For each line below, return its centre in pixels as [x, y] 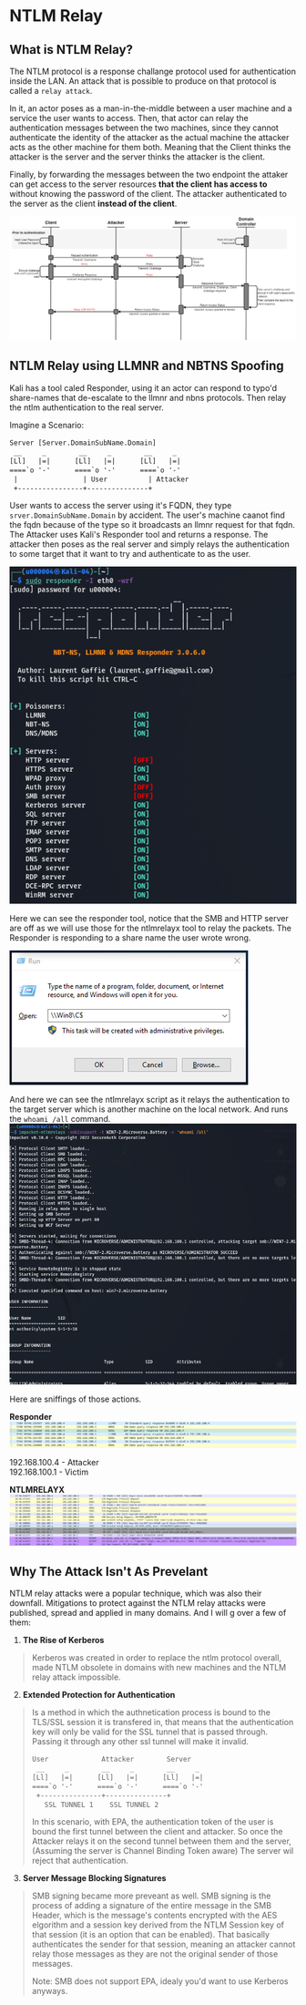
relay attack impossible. [76, 1677]
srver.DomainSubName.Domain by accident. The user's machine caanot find [147, 515]
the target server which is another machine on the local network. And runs [149, 1109]
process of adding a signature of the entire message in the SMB [151, 1906]
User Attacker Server [111, 1760]
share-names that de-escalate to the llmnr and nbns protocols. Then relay [148, 397]
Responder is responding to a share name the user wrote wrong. [130, 938]
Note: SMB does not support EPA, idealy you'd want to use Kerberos [160, 1981]
